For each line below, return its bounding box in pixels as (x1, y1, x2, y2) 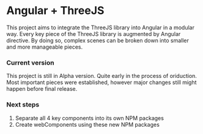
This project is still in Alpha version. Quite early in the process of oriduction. (6, 72, 197, 80)
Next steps (6, 100, 40, 109)
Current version (6, 58, 54, 67)
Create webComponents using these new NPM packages (15, 121, 160, 128)
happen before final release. (6, 85, 78, 93)
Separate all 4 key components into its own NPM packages (15, 114, 164, 122)
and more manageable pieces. (6, 43, 83, 51)
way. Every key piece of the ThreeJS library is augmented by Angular (6, 30, 181, 37)
